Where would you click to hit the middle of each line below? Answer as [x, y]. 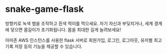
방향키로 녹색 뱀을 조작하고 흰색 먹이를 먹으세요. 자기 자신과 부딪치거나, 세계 [79, 23]
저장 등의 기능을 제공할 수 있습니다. [48, 46]
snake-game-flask [44, 9]
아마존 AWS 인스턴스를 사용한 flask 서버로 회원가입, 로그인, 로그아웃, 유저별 [79, 40]
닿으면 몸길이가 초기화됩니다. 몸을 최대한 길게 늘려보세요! [66, 29]
